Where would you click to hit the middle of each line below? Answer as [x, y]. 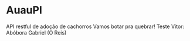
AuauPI [24, 10]
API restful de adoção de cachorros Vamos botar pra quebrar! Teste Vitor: [95, 26]
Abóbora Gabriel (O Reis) [36, 32]
